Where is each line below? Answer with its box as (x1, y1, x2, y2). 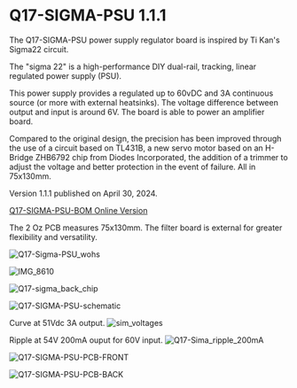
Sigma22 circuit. (9, 43, 69, 54)
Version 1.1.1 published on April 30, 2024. (9, 188, 158, 198)
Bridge (9, 151, 34, 162)
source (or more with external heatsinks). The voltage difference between (9, 97, 279, 107)
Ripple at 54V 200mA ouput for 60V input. (9, 334, 163, 345)
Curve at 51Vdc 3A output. (9, 317, 106, 328)
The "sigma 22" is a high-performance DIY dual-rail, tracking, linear (9, 61, 257, 72)
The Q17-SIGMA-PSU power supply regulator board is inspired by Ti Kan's (9, 35, 281, 45)
